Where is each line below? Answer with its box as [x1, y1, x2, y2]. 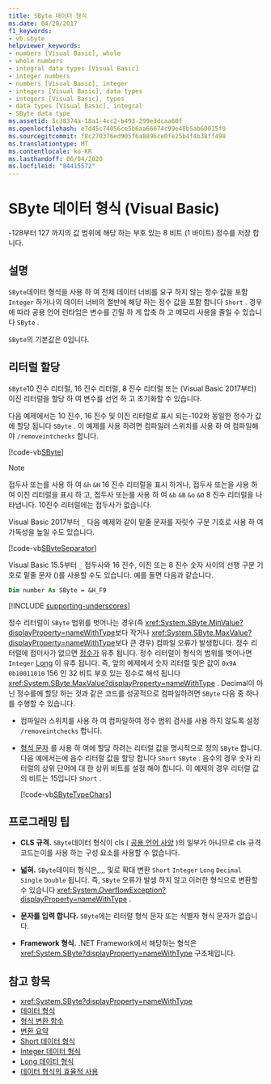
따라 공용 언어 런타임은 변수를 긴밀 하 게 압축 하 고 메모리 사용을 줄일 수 [16, 307, 241, 316]
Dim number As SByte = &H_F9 [8, 586, 107, 595]
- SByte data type [8, 110, 70, 118]
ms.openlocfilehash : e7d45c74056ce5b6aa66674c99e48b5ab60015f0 [8, 125, 227, 133]
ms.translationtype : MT [8, 139, 89, 148]
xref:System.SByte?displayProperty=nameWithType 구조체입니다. [19, 948, 236, 959]
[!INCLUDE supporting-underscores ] [8, 600, 131, 611]
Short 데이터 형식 [19, 1036, 75, 1046]
